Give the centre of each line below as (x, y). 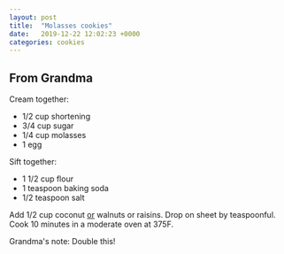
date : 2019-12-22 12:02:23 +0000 (75, 34)
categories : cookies (47, 42)
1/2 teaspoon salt (54, 198)
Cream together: (39, 99)
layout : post (33, 17)
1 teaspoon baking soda (65, 189)
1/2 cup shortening (56, 117)
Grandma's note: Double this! (62, 242)
